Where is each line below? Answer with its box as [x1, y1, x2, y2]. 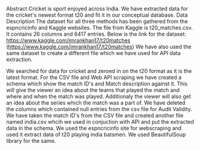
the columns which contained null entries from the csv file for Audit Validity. [6, 106, 192, 112]
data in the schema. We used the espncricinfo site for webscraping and [6, 125, 182, 131]
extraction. [6, 56, 33, 63]
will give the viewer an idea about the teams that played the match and [6, 87, 180, 93]
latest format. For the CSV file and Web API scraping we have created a [6, 74, 182, 81]
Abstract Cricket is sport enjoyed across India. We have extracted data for [6, 5, 188, 12]
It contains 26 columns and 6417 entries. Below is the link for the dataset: [6, 30, 186, 38]
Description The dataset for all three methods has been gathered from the [6, 18, 188, 25]
